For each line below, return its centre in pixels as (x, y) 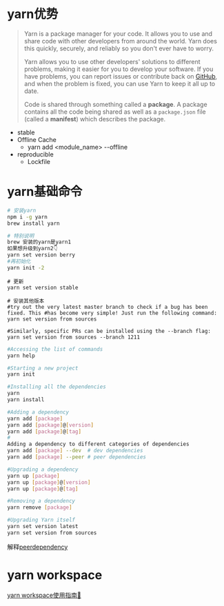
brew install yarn (33, 223)
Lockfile (39, 161)
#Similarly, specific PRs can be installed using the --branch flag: (109, 331)
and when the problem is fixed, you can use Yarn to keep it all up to (120, 83)
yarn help (21, 356)
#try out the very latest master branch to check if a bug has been (108, 307)
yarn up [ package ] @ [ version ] (49, 482)
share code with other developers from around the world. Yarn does (120, 41)
